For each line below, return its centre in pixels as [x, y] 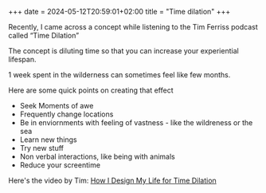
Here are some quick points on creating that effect [91, 90]
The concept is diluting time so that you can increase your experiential [123, 51]
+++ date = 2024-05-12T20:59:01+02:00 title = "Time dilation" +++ [119, 12]
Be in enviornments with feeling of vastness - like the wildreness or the [136, 122]
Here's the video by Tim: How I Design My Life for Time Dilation [112, 180]
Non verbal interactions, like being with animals [97, 156]
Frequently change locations [66, 114]
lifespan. [22, 59]
